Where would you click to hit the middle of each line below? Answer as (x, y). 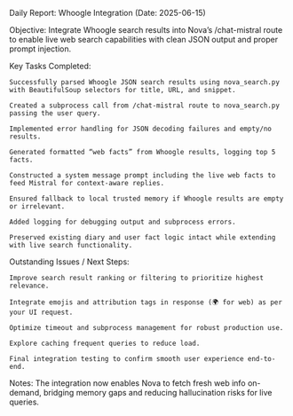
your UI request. (41, 312)
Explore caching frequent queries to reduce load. (105, 343)
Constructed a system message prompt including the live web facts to (143, 176)
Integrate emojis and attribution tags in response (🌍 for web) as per (146, 302)
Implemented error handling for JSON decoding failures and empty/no (141, 129)
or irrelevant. (37, 207)
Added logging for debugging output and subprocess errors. (123, 222)
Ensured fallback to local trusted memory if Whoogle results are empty (146, 199)
